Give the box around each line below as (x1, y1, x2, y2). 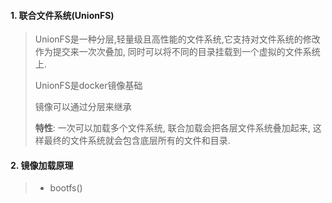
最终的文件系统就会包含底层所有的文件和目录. (43, 135, 231, 147)
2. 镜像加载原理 (10, 159, 74, 171)
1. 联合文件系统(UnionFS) (10, 9, 115, 21)
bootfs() (49, 182, 83, 194)
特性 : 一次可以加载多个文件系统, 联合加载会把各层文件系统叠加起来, (34, 122, 311, 134)
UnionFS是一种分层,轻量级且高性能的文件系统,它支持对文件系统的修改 (34, 33, 321, 45)
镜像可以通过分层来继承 (34, 101, 132, 113)
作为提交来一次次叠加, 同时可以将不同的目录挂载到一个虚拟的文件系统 (34, 46, 321, 58)
